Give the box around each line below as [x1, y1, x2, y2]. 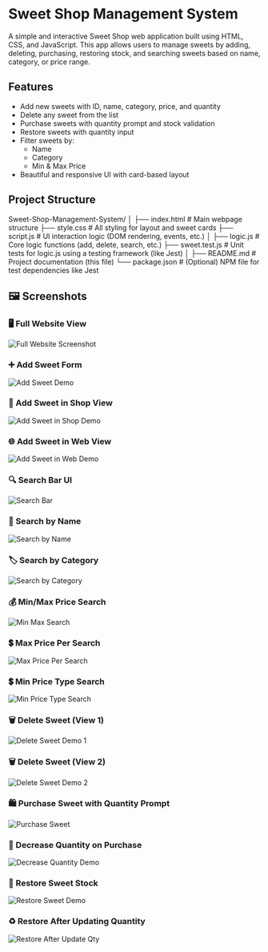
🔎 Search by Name [8, 516, 82, 527]
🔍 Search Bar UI [8, 475, 73, 486]
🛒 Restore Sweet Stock [8, 877, 98, 889]
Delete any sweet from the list [19, 110, 118, 120]
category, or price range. [8, 57, 90, 67]
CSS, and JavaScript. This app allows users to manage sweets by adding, [8, 39, 250, 49]
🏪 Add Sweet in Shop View [8, 398, 114, 409]
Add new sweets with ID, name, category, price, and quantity [19, 101, 222, 111]
